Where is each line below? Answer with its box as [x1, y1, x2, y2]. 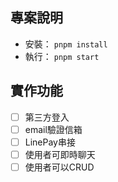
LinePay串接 [24, 136, 76, 148]
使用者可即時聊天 [24, 148, 96, 160]
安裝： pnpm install [24, 38, 108, 50]
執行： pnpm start [24, 50, 100, 62]
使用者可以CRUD [24, 161, 95, 173]
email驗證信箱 [24, 123, 83, 135]
